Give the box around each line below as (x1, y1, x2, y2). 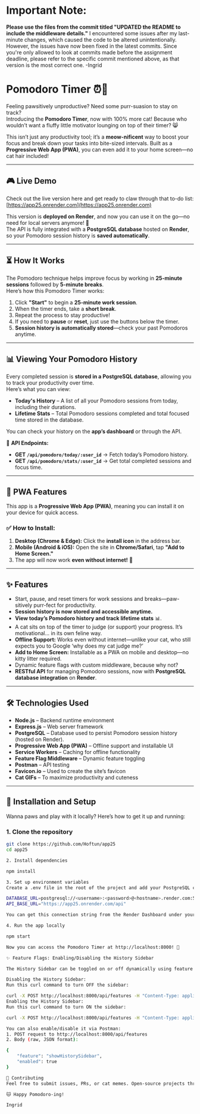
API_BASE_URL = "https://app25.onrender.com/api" (6, 901, 127, 907)
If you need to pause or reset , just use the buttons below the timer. (14, 318, 180, 325)
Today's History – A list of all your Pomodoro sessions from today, (14, 397, 179, 404)
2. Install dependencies (6, 857, 68, 863)
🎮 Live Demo (6, 176, 57, 186)
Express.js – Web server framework (14, 723, 104, 730)
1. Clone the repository (6, 828, 73, 836)
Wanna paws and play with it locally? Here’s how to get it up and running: (6, 813, 186, 820)
